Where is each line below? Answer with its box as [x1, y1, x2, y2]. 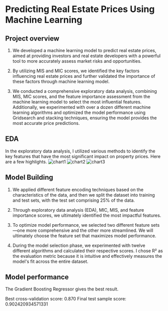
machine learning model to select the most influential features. [12, 99, 142, 105]
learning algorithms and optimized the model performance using [12, 109, 146, 115]
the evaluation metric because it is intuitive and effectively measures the [12, 253, 162, 259]
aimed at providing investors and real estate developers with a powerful [12, 53, 161, 59]
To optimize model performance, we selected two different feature [12, 222, 150, 228]
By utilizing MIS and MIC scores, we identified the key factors [12, 68, 139, 74]
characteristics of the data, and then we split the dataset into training [12, 192, 155, 198]
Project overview [5, 34, 60, 43]
